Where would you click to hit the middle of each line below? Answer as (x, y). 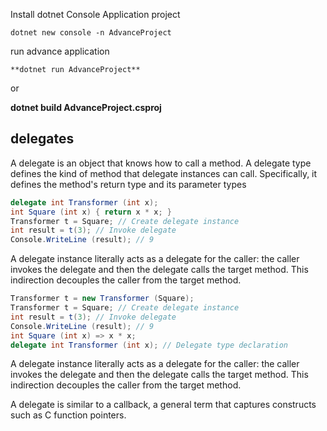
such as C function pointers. (68, 415)
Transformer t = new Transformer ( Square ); (102, 299)
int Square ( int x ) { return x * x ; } (91, 212)
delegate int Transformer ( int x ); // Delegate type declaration (149, 345)
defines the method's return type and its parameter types (128, 184)
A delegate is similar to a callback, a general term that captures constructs (163, 405)
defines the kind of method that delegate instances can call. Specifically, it (164, 173)
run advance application (60, 51)
